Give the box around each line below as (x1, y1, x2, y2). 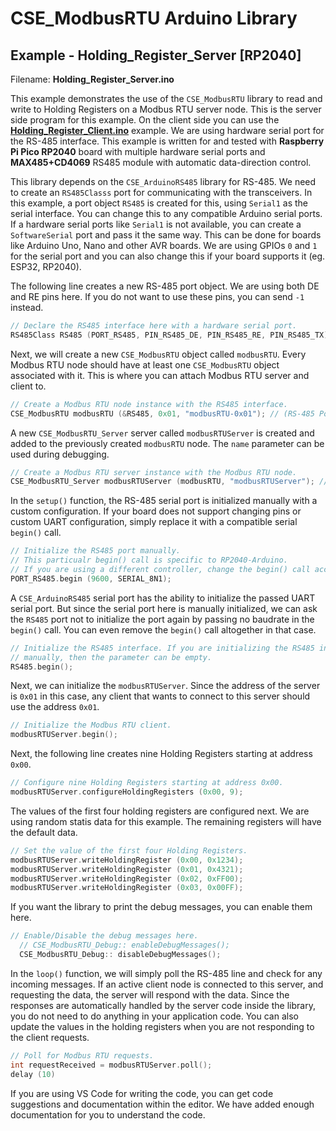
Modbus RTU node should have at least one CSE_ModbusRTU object (10, 358, 280, 371)
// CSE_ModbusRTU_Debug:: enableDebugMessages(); (19, 940, 230, 951)
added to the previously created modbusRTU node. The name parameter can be (10, 437, 325, 449)
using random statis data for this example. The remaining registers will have (10, 815, 322, 827)
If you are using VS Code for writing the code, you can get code (10, 1087, 274, 1099)
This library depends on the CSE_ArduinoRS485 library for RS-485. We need (10, 176, 317, 187)
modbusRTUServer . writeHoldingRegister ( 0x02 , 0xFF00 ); (10, 873, 244, 884)
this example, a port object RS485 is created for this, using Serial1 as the (10, 197, 308, 209)
